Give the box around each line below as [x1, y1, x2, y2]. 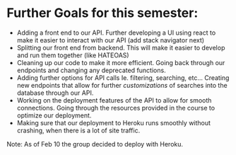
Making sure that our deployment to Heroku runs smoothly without [16, 118, 211, 127]
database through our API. [16, 88, 94, 97]
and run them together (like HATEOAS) [16, 51, 129, 59]
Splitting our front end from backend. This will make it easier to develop [16, 43, 225, 52]
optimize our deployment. [16, 111, 92, 120]
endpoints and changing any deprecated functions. [16, 66, 167, 74]
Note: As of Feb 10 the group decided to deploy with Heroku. [6, 139, 184, 148]
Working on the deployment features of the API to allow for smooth [16, 96, 212, 104]
